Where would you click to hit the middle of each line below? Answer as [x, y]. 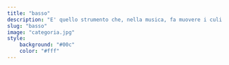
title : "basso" [29, 13]
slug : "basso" [27, 26]
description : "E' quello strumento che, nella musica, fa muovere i [107, 20]
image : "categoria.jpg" [41, 32]
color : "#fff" [39, 51]
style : [16, 39]
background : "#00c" [47, 45]
